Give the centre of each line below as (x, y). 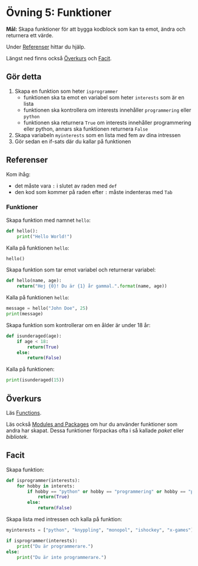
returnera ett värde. (30, 35)
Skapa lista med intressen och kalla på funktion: (64, 519)
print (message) (25, 314)
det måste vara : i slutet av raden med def (66, 186)
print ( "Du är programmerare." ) (55, 546)
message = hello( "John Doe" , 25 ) (47, 308)
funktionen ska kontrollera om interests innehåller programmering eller (107, 110)
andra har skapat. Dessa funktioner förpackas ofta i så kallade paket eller (95, 431)
